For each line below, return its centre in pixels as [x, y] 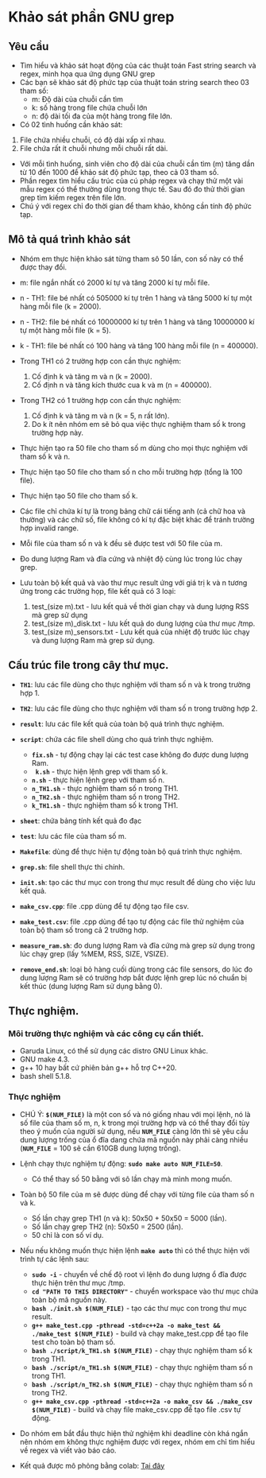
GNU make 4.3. [44, 1059]
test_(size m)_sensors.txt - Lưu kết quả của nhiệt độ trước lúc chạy [141, 631]
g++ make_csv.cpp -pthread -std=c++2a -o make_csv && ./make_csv [142, 1402]
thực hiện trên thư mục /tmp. [78, 1282]
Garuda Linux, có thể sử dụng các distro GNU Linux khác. [114, 1051]
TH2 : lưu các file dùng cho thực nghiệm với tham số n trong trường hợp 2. [139, 708]
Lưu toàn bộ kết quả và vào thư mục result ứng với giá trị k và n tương [133, 582]
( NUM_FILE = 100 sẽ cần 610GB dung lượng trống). [100, 1148]
